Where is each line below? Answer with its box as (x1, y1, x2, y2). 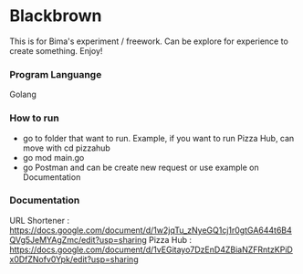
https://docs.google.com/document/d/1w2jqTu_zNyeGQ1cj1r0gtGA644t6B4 (9, 225, 292, 236)
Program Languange (9, 68, 102, 80)
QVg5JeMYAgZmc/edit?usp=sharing (9, 234, 148, 245)
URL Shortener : (9, 215, 70, 226)
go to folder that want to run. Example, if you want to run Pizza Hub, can (22, 132, 295, 143)
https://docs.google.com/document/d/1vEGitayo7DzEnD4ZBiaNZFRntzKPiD (9, 244, 294, 255)
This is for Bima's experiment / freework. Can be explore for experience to (9, 36, 289, 47)
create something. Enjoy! (9, 45, 103, 56)
